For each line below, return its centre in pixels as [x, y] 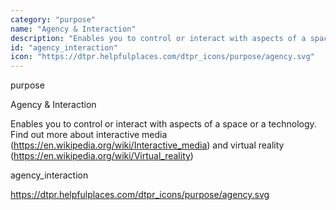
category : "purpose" [53, 19]
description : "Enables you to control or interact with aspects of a [158, 38]
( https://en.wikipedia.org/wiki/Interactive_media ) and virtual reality [147, 145]
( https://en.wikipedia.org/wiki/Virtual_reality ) [102, 156]
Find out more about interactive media [89, 135]
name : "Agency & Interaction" [73, 29]
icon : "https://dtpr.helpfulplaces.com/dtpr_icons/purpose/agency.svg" [162, 57]
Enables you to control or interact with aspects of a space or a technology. [163, 124]
